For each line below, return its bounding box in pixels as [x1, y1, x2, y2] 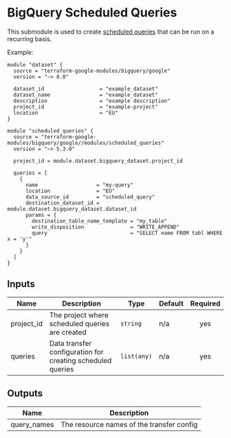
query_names [10, 419, 54, 429]
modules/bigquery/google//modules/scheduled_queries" [7, 139, 165, 146]
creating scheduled [49, 356, 112, 365]
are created [49, 327, 87, 337]
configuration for [49, 347, 104, 356]
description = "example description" [13, 97, 170, 104]
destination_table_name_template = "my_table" [32, 218, 168, 224]
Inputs [7, 278, 36, 290]
